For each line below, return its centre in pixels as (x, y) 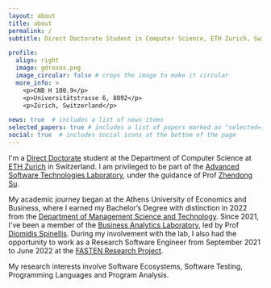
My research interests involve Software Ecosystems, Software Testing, (126, 266)
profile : (23, 53)
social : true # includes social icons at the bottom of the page (122, 135)
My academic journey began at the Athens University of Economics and (128, 199)
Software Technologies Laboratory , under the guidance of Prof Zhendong (130, 175)
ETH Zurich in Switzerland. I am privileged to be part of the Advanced (124, 166)
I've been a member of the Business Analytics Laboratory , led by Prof (124, 225)
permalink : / (30, 31)
